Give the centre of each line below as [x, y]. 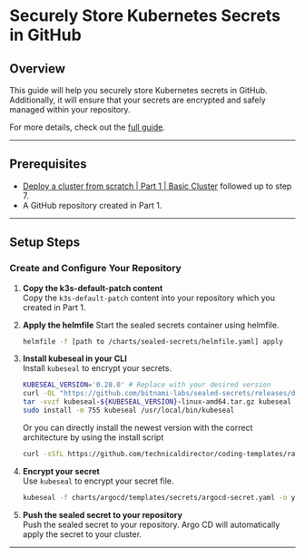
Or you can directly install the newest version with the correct [138, 427]
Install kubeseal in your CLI [74, 358]
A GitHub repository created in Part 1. [92, 205]
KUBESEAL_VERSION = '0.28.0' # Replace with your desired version [147, 385]
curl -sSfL [43, 454]
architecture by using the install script [93, 437]
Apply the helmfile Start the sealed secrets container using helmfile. [151, 325]
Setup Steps [44, 243]
